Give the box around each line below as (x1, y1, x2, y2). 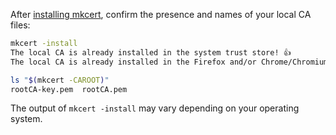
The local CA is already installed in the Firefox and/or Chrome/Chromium (10, 57, 329, 67)
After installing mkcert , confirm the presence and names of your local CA (10, 9, 312, 20)
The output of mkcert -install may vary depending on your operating (10, 102, 300, 114)
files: (10, 19, 31, 31)
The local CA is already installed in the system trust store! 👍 (10, 47, 292, 58)
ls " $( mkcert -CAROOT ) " (10, 75, 110, 85)
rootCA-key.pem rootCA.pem (10, 84, 128, 94)
